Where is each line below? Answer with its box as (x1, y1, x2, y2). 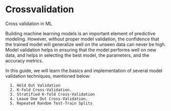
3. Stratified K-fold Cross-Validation (10, 92, 95, 97)
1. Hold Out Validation (10, 83, 60, 88)
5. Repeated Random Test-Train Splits (10, 101, 93, 106)
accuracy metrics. (5, 57, 44, 63)
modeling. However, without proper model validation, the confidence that (5, 36, 160, 42)
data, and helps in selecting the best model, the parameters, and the (5, 52, 149, 58)
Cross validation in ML (5, 20, 52, 27)
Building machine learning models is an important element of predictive (5, 30, 156, 36)
